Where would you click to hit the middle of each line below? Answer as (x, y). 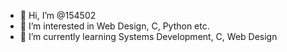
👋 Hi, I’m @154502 (58, 15)
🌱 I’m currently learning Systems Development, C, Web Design (148, 36)
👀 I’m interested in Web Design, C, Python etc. (114, 26)
